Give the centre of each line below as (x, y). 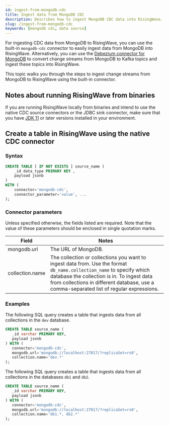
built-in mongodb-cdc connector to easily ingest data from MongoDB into (79, 48)
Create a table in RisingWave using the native (77, 134)
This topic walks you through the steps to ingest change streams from (78, 74)
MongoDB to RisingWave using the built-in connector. (61, 79)
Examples (18, 304)
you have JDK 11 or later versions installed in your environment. (71, 118)
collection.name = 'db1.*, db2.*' (46, 414)
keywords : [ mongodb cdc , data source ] (46, 29)
